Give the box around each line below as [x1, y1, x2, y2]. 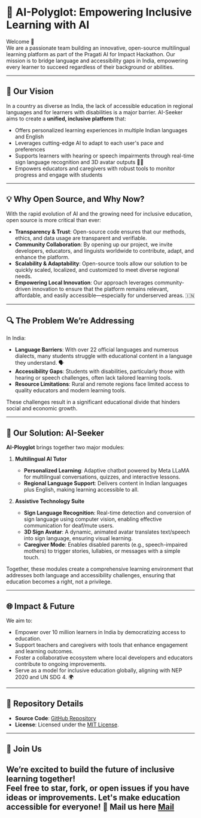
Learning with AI [6, 18, 90, 32]
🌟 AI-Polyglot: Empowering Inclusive [6, 5, 192, 19]
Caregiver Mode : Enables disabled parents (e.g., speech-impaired [23, 541, 188, 549]
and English [14, 133, 44, 140]
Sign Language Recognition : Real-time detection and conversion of [23, 509, 191, 517]
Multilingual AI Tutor [14, 455, 67, 463]
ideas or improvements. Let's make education [6, 792, 181, 802]
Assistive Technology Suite [14, 498, 85, 505]
